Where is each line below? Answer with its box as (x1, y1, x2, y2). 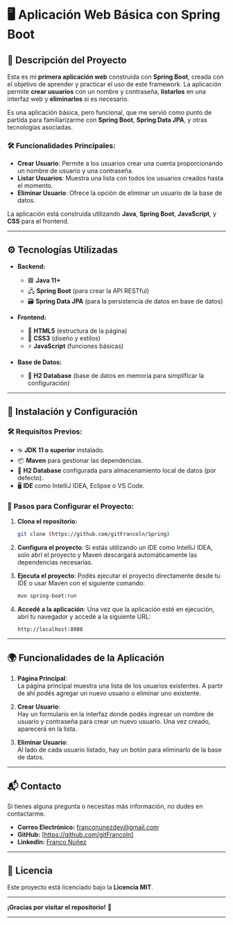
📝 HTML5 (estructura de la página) (27, 326, 128, 335)
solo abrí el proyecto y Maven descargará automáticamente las (17, 551, 198, 559)
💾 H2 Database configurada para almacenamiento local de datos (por (17, 466, 216, 475)
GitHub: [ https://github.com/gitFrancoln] (17, 830, 134, 839)
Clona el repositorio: (17, 517, 78, 525)
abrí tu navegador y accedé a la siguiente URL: (17, 612, 151, 621)
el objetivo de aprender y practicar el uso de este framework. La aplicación (7, 80, 222, 88)
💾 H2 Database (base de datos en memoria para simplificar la (27, 372, 205, 380)
